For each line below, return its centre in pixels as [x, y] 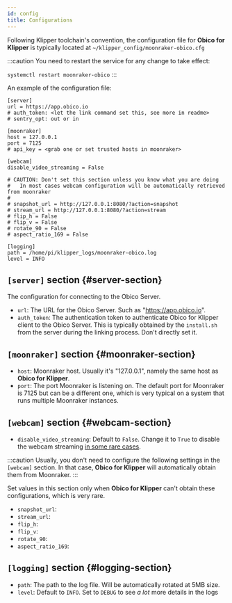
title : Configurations [40, 20]
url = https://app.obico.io [48, 106]
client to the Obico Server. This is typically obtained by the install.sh [117, 325]
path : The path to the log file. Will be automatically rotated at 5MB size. [118, 584]
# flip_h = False [32, 216]
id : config [23, 14]
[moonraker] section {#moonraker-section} [101, 354]
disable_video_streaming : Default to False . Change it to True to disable [118, 439]
